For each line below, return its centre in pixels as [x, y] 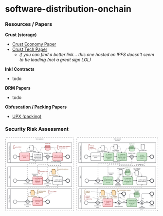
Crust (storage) [21, 35]
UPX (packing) [27, 117]
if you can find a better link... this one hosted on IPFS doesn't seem [87, 55]
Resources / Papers [29, 24]
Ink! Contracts [20, 69]
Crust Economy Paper [34, 44]
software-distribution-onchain [68, 9]
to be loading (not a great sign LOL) [55, 60]
